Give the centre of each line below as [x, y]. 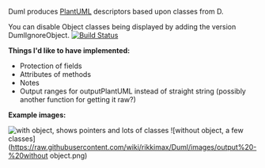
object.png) [69, 155]
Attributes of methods [55, 74]
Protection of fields [51, 66]
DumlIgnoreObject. [39, 35]
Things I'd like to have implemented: [69, 50]
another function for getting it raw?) [78, 99]
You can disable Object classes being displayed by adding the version [122, 27]
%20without [28, 155]
